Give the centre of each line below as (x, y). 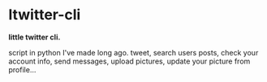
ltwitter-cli (45, 15)
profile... (22, 69)
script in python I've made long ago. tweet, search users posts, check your (133, 52)
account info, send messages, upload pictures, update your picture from (129, 61)
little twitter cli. (34, 37)
